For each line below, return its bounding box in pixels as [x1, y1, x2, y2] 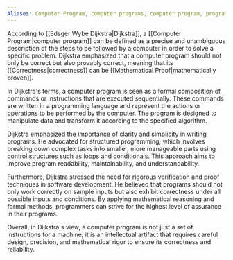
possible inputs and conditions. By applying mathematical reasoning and [7, 195, 214, 203]
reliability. [7, 245, 35, 253]
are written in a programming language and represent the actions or [7, 101, 201, 110]
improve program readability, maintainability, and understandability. [7, 159, 200, 167]
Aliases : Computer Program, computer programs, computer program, [7, 10, 203, 17]
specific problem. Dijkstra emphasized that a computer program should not [7, 51, 222, 60]
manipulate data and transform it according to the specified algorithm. [7, 116, 207, 125]
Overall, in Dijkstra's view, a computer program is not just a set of [7, 223, 193, 231]
